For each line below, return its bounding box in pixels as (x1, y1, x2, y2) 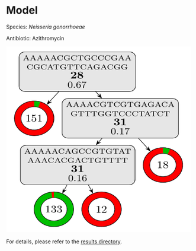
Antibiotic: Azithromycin (6, 34, 65, 42)
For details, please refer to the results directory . (6, 238, 123, 245)
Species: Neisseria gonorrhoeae (6, 23, 85, 30)
